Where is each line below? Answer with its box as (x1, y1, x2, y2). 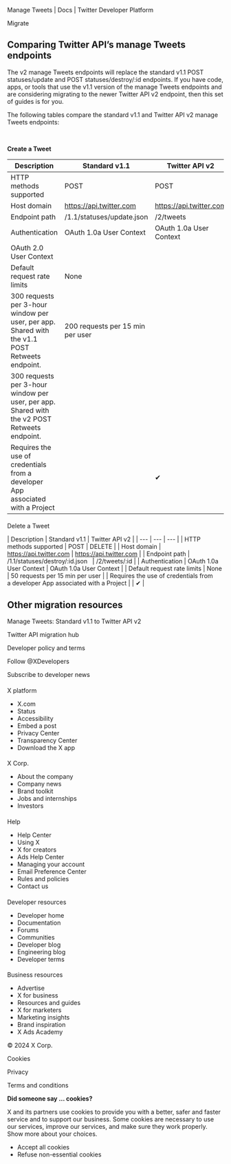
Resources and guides (16, 999, 81, 1007)
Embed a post (16, 722, 57, 730)
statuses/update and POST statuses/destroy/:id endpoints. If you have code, (7, 75, 223, 83)
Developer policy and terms (7, 644, 86, 652)
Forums (16, 925, 39, 934)
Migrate (7, 19, 30, 27)
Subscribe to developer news (7, 671, 91, 679)
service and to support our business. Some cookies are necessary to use (7, 1115, 214, 1123)
